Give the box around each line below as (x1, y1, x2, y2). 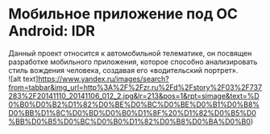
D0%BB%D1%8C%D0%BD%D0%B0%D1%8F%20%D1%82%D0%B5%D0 (8, 108, 256, 117)
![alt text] (8, 74, 39, 83)
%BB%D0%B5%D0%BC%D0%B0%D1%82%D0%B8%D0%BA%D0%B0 (8, 116, 251, 126)
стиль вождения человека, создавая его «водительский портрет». (8, 65, 239, 75)
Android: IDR (8, 22, 95, 40)
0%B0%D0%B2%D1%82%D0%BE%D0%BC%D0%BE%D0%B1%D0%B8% (8, 99, 260, 109)
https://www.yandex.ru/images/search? (38, 74, 169, 83)
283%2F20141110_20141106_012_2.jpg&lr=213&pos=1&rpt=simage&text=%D (8, 91, 260, 100)
